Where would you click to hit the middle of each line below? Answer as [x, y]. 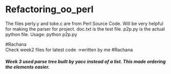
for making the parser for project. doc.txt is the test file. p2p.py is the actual [85, 29]
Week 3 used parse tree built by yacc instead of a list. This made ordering [85, 61]
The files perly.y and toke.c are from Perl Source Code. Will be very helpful [84, 23]
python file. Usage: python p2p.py [41, 34]
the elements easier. [28, 67]
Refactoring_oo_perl [49, 9]
